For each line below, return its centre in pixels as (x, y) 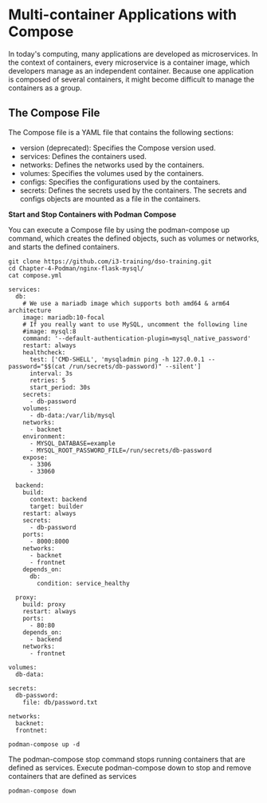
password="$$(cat (37, 366)
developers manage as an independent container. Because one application (131, 70)
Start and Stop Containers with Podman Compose (92, 214)
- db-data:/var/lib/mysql (72, 415)
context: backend (58, 499)
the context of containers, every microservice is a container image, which (129, 62)
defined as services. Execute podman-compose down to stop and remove (130, 767)
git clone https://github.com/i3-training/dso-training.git (110, 262)
